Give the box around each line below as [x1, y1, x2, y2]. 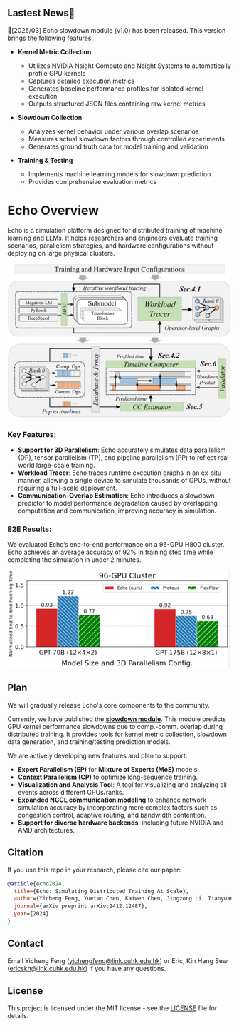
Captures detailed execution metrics [28, 76, 135, 85]
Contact [7, 937, 44, 950]
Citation [7, 847, 44, 859]
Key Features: [7, 429, 57, 439]
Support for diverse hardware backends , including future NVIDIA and [17, 818, 224, 827]
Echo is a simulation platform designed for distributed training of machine [7, 226, 223, 234]
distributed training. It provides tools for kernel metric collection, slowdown [7, 730, 228, 738]
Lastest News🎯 [7, 7, 75, 19]
